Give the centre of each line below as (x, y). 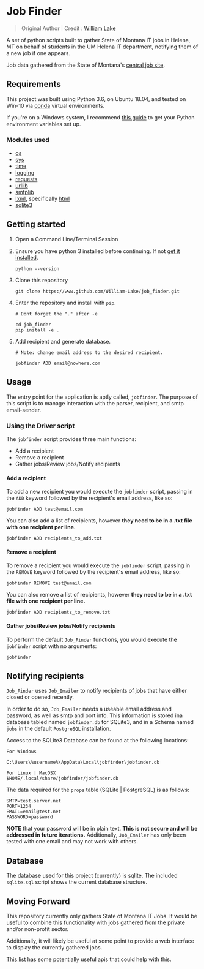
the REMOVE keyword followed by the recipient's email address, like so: (94, 572)
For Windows (21, 752)
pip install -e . (37, 330)
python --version (37, 269)
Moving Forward (38, 901)
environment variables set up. (44, 124)
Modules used (28, 140)
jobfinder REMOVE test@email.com (49, 583)
